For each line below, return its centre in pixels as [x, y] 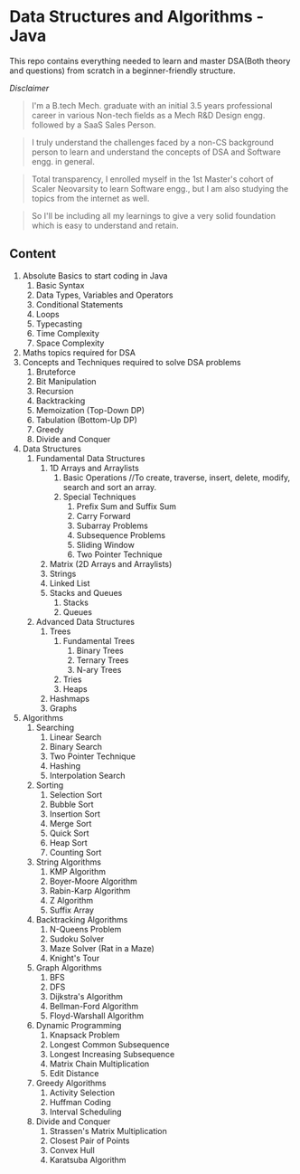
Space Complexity [70, 343]
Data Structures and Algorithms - [137, 17]
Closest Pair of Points [89, 1141]
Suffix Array [72, 910]
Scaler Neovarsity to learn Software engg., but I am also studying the [160, 188]
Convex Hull [72, 1150]
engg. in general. [63, 161]
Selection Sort [76, 794]
